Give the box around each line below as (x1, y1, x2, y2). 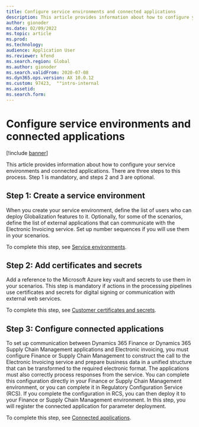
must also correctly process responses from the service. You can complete (6, 371, 190, 378)
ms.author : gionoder (6, 64, 57, 70)
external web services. (6, 295, 62, 302)
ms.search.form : (6, 91, 46, 97)
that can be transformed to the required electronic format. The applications (6, 365, 190, 372)
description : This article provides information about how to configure (6, 14, 190, 20)
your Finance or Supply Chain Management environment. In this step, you (6, 396, 186, 404)
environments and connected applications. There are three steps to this (6, 167, 181, 174)
